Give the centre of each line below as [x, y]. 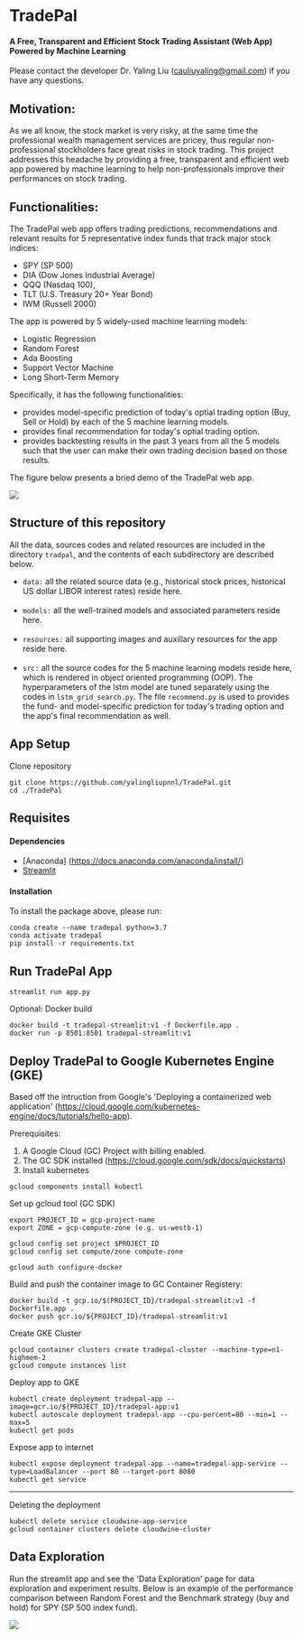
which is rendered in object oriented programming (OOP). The [138, 677]
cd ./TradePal [36, 790]
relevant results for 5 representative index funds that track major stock [140, 238]
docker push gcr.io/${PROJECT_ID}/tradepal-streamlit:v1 [119, 1317]
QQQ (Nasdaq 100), [59, 284]
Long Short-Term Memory [71, 377]
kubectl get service [48, 1480]
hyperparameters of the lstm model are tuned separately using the [146, 686]
